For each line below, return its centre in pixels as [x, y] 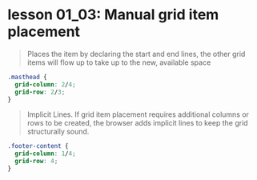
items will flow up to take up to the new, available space [119, 62]
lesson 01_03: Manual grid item [113, 15]
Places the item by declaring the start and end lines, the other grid [136, 54]
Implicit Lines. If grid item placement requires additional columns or [138, 114]
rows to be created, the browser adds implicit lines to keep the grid [138, 123]
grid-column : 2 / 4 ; [46, 84]
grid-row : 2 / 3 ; [40, 92]
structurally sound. [58, 132]
